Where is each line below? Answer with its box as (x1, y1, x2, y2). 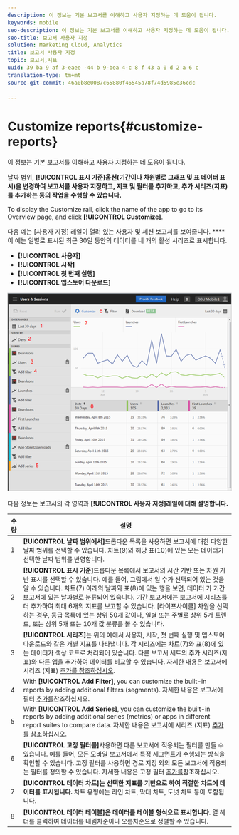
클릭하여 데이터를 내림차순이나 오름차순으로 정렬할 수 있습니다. (36, 816, 208, 825)
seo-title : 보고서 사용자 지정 (7, 34, 88, 41)
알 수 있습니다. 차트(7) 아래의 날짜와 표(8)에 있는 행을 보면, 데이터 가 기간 (23, 584, 225, 593)
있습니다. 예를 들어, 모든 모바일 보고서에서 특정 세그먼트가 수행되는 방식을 (23, 749, 225, 759)
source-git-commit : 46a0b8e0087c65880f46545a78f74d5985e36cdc (7, 79, 196, 86)
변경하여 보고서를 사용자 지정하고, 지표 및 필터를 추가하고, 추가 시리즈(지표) (22, 182, 228, 190)
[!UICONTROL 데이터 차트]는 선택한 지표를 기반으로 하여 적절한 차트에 (23, 779, 218, 787)
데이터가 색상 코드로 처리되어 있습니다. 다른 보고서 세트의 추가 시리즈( (31, 649, 222, 657)
